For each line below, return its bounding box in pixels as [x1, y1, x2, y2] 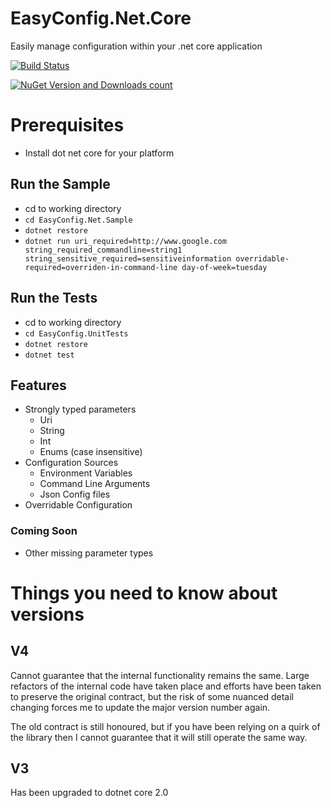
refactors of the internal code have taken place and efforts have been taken [10, 680, 322, 692]
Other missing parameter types [24, 547, 154, 559]
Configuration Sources [24, 457, 119, 469]
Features [10, 377, 67, 394]
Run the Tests [10, 290, 98, 307]
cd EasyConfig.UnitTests [24, 328, 129, 339]
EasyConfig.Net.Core [10, 7, 192, 30]
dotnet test [24, 350, 75, 360]
